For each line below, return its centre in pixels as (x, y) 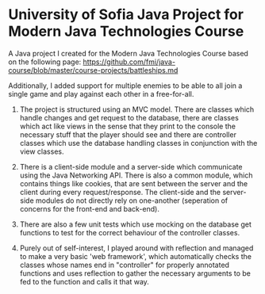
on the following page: (45, 62)
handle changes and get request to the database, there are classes (129, 117)
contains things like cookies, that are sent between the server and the (134, 183)
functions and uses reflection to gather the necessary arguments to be (135, 273)
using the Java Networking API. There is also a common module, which (136, 175)
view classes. (42, 151)
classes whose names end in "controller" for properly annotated (125, 265)
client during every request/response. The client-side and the (120, 192)
